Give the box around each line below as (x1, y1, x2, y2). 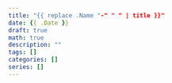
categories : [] (8, 56, 59, 64)
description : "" (8, 41, 62, 49)
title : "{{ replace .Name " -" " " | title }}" (8, 11, 165, 20)
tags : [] (8, 48, 37, 56)
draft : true (8, 26, 48, 34)
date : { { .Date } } (8, 19, 69, 27)
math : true (8, 33, 44, 42)
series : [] (8, 63, 44, 71)
